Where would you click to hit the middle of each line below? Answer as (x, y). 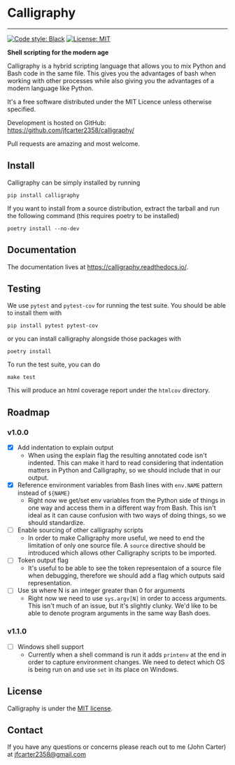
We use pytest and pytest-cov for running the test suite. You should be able (116, 306)
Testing (24, 288)
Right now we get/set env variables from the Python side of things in (127, 501)
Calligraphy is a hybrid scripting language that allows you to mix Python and (116, 66)
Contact (25, 730)
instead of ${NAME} (44, 493)
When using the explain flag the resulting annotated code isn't (117, 455)
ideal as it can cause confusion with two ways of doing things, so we (127, 515)
